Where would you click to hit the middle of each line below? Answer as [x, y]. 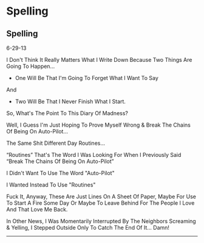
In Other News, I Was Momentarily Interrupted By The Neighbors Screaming [101, 221]
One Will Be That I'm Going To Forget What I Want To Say [87, 78]
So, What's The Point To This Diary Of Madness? [67, 113]
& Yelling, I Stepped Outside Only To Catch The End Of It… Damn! [88, 228]
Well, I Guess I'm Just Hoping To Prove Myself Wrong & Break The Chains [99, 125]
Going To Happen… [31, 66]
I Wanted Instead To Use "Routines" [51, 185]
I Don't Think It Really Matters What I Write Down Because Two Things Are [99, 60]
